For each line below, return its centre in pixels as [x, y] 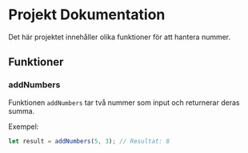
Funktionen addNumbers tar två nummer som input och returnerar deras [124, 103]
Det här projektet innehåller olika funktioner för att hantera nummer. [120, 37]
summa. [22, 111]
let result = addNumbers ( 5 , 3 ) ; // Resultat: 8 [89, 141]
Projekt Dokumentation [87, 15]
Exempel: [24, 127]
